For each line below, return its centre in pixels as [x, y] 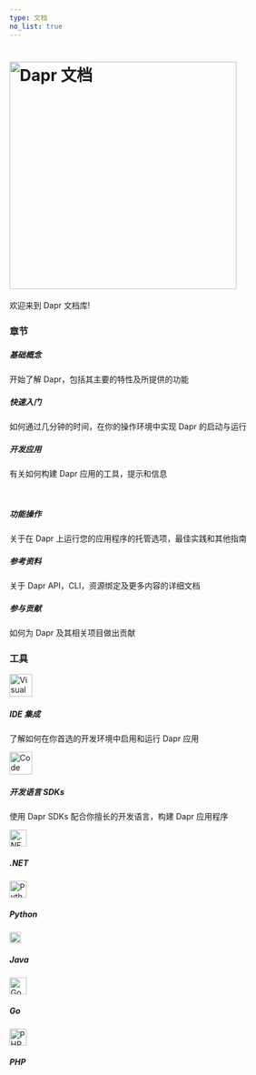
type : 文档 [29, 18]
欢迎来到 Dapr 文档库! [50, 306]
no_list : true [36, 26]
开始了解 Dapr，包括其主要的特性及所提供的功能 [99, 379]
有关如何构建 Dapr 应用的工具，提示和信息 [89, 474]
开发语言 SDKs [37, 792]
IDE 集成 [25, 714]
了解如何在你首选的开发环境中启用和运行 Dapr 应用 [104, 738]
